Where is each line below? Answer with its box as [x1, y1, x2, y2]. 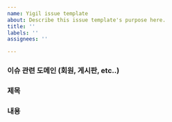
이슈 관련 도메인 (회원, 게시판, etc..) [7, 66, 120, 76]
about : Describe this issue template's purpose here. [7, 17, 166, 23]
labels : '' [7, 29, 39, 37]
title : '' [7, 23, 36, 30]
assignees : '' [7, 36, 49, 43]
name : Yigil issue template [7, 10, 89, 17]
